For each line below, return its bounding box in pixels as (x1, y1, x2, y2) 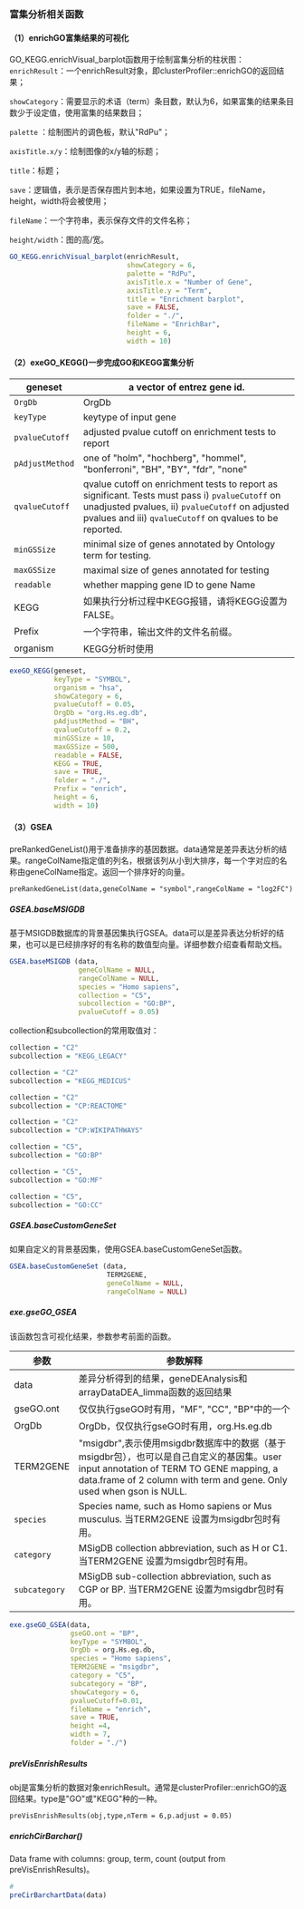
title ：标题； (9, 165, 62, 176)
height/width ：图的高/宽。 (9, 234, 109, 246)
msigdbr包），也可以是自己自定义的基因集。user (78, 1450, 282, 1463)
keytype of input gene (82, 411, 176, 423)
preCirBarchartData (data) (9, 1890, 107, 1900)
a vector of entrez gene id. (128, 381, 245, 393)
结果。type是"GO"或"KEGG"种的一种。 (16, 1793, 163, 1804)
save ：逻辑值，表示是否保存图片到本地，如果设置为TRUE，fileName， (9, 184, 271, 196)
